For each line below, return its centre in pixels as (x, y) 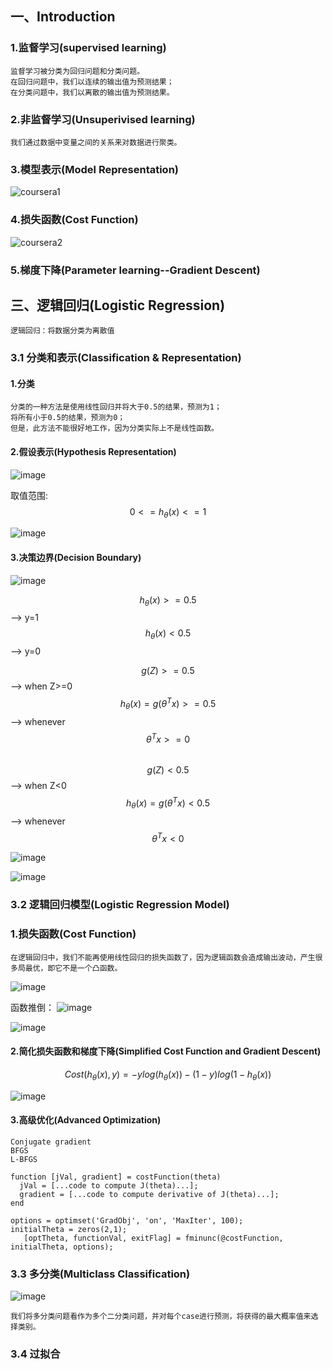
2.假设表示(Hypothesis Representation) (93, 452)
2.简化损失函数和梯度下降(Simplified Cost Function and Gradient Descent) (166, 1051)
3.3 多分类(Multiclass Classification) (100, 1274)
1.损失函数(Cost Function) (73, 934)
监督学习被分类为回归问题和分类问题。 (77, 71)
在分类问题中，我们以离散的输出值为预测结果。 (92, 92)
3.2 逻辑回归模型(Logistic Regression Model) (120, 905)
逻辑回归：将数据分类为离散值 (62, 331)
